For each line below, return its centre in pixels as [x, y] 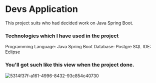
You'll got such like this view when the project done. [70, 65]
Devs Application [42, 9]
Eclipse [13, 52]
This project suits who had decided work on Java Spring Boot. [69, 23]
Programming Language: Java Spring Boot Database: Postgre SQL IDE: [78, 47]
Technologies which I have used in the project [62, 36]
